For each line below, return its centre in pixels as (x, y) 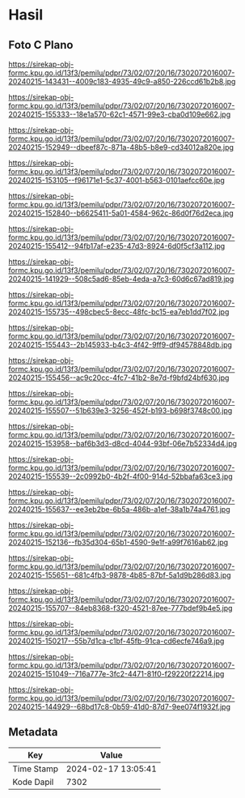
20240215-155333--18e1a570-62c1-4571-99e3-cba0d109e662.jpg (120, 114)
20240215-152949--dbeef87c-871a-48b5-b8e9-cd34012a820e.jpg (121, 147)
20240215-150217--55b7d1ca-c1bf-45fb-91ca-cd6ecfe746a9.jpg (116, 641)
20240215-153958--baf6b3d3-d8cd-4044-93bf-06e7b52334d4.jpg (122, 444)
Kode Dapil (33, 782)
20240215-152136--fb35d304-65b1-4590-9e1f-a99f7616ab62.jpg (118, 542)
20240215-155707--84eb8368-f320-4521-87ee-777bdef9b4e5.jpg (120, 608)
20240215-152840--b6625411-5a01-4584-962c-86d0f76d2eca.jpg (121, 213)
